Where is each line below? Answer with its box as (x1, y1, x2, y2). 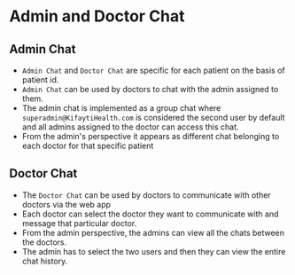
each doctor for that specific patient (21, 140, 154, 151)
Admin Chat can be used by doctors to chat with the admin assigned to (21, 84, 279, 94)
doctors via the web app (21, 199, 112, 209)
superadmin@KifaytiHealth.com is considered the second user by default (21, 113, 285, 122)
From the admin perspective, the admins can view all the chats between (21, 227, 285, 238)
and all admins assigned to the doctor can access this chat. (21, 122, 239, 132)
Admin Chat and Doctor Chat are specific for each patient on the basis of (21, 65, 285, 75)
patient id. (21, 75, 59, 85)
